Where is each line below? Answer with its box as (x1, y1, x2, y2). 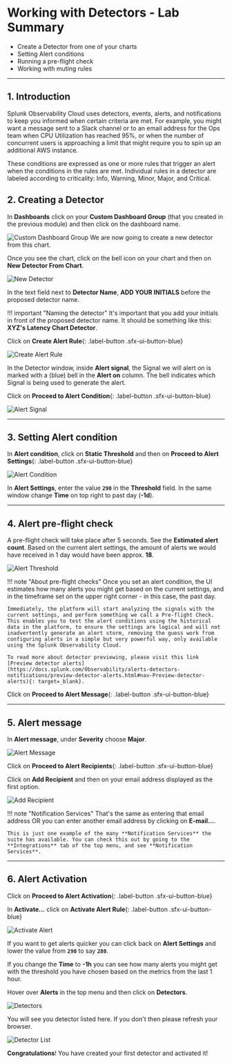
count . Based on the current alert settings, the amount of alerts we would (7, 544, 216, 552)
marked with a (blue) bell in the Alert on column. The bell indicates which (7, 371, 216, 379)
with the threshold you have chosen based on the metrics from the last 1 (7, 967, 213, 976)
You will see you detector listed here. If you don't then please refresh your (7, 1014, 218, 1023)
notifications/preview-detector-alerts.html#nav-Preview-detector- (7, 672, 206, 679)
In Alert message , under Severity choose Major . (7, 735, 147, 743)
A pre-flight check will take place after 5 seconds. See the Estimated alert (7, 536, 219, 544)
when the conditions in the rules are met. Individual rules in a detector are (7, 167, 217, 175)
